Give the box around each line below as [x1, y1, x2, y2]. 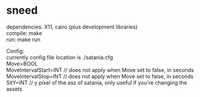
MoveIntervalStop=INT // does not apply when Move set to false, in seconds [6, 73, 194, 80]
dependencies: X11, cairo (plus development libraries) [6, 23, 138, 30]
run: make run [6, 36, 41, 43]
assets [6, 85, 23, 92]
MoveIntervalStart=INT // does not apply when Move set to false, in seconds [6, 66, 194, 73]
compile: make [6, 29, 42, 36]
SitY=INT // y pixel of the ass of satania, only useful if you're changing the [6, 79, 187, 86]
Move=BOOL [6, 60, 38, 67]
